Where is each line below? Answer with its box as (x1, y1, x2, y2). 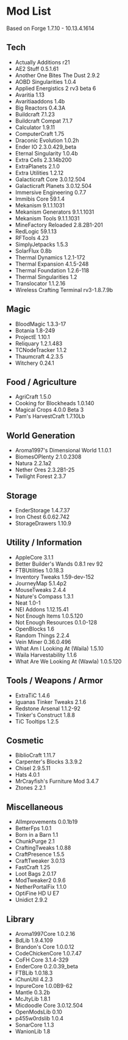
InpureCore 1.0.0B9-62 (15, 982, 73, 990)
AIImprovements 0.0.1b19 (15, 818, 78, 826)
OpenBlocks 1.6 (15, 625, 55, 632)
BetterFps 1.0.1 (15, 825, 52, 832)
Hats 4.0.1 (15, 771, 40, 779)
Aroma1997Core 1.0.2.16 (15, 930, 76, 938)
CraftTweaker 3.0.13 (15, 857, 65, 864)
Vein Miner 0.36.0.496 (15, 638, 71, 645)
